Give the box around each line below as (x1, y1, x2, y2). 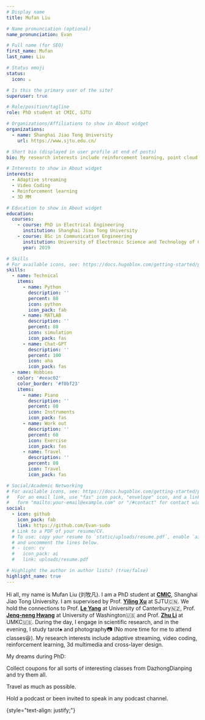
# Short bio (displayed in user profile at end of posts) (6, 149, 157, 155)
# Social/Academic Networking (6, 482, 84, 489)
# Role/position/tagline (6, 104, 70, 110)
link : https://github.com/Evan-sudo (17, 522, 111, 529)
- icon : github (12, 511, 51, 517)
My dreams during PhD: (6, 652, 66, 660)
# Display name (6, 9, 45, 15)
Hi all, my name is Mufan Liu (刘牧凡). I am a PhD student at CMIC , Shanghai (6, 590, 198, 598)
